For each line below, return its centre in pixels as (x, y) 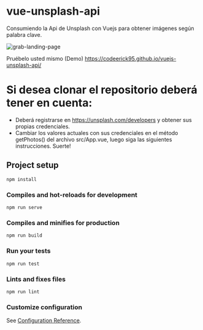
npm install (21, 179)
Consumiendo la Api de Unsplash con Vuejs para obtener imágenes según (100, 28)
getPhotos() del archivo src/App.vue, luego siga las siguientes (94, 139)
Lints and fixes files (36, 279)
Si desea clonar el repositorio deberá (102, 90)
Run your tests (29, 251)
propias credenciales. (43, 126)
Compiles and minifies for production (63, 223)
